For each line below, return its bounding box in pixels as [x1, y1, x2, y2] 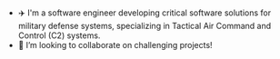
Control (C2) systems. [17, 30, 101, 41]
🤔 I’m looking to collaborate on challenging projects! [17, 40, 213, 50]
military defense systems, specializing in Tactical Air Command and [17, 21, 272, 31]
